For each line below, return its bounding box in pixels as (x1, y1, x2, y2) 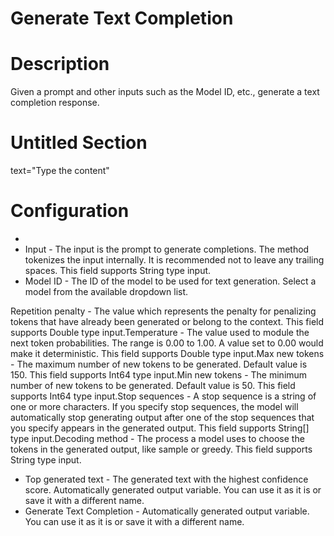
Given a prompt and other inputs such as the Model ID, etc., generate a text (10, 86, 320, 98)
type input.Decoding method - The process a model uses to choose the (10, 433, 305, 444)
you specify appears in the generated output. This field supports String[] (10, 422, 310, 434)
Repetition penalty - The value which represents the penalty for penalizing (10, 305, 317, 317)
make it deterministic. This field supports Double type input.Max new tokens (10, 348, 325, 359)
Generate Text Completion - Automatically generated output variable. (24, 505, 310, 517)
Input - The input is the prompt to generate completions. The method (24, 243, 310, 255)
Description (10, 53, 110, 76)
